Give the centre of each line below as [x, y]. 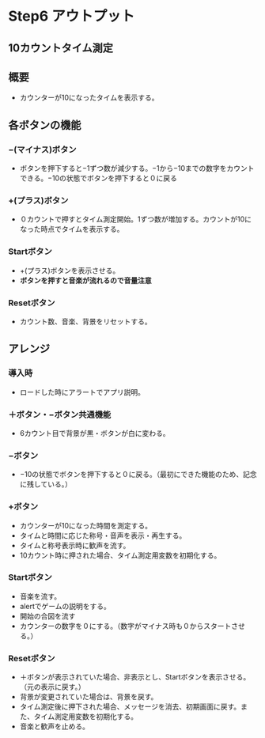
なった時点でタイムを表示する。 [72, 229]
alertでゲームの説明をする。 [65, 606]
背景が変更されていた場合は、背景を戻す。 [89, 697]
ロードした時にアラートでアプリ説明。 [82, 392]
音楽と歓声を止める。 [54, 727]
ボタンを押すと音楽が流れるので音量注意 [85, 280]
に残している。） [46, 484]
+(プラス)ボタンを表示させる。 [70, 271]
